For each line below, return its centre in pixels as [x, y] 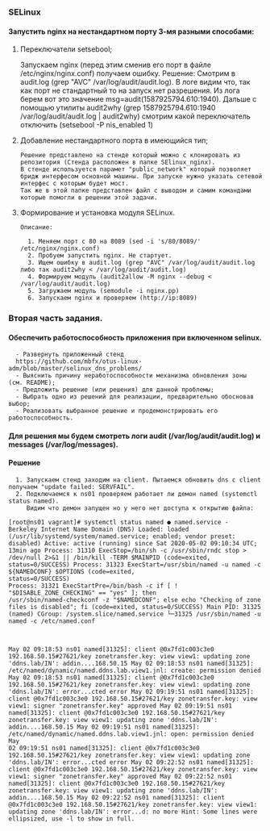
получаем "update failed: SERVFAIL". [72, 487]
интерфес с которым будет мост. [74, 184]
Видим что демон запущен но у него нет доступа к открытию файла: [140, 508]
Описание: [37, 228]
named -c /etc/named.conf [52, 621]
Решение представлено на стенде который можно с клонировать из [130, 156]
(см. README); [32, 383]
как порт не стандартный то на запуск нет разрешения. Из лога [130, 90]
